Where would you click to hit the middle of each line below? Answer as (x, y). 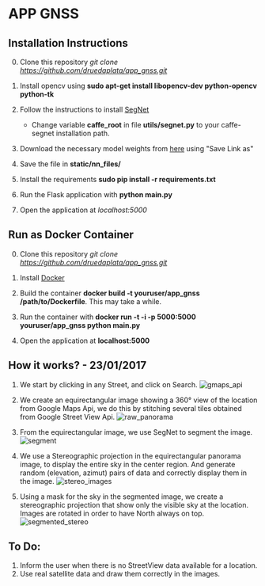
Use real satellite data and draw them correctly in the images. (119, 574)
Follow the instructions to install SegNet (84, 109)
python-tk (37, 94)
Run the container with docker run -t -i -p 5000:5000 (108, 317)
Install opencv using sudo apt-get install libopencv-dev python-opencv (138, 86)
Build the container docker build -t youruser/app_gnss (110, 293)
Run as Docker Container (71, 235)
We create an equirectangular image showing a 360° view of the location (138, 400)
